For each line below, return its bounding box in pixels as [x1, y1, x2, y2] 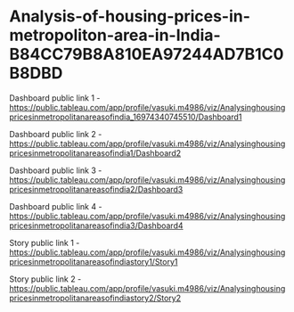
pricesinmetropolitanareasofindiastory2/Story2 [9, 292, 181, 303]
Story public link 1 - [9, 237, 80, 248]
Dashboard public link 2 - [9, 128, 102, 139]
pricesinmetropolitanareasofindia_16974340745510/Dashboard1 [9, 111, 242, 122]
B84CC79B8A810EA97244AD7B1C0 [9, 45, 284, 64]
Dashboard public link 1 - [9, 92, 101, 103]
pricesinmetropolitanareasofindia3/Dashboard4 [9, 220, 184, 231]
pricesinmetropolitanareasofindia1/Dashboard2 [9, 147, 181, 158]
